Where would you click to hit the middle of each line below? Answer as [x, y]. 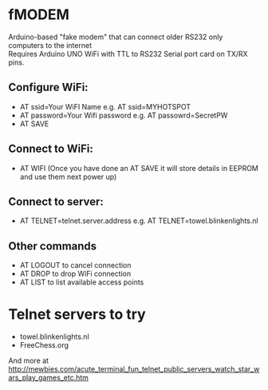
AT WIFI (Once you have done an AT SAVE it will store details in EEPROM [139, 168]
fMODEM [39, 15]
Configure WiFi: [49, 88]
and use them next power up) [68, 177]
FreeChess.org [44, 345]
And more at [29, 360]
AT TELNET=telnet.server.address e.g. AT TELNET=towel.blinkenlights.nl [139, 221]
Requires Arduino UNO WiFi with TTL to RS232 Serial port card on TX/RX [128, 54]
